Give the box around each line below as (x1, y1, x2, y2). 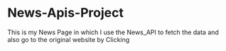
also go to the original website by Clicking (7, 35, 130, 43)
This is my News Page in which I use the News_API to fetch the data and (7, 28, 219, 36)
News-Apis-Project (7, 5, 124, 21)
